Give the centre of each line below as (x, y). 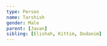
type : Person (23, 12)
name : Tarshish (26, 17)
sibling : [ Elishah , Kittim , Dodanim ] (54, 34)
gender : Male (23, 23)
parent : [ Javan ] (27, 28)
